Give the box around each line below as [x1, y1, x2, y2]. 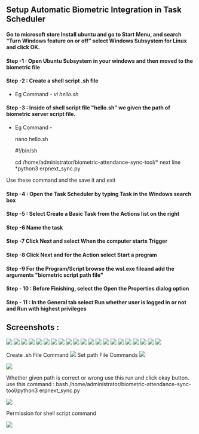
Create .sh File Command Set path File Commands [6, 351, 138, 358]
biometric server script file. [6, 111, 76, 118]
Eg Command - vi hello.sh [14, 90, 79, 97]
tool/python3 [6, 387, 38, 394]
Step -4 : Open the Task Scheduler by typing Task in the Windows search [6, 190, 192, 197]
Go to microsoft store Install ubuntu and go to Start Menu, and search [6, 30, 182, 38]
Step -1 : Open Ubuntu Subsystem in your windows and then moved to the [6, 57, 193, 65]
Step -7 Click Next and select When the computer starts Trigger [6, 237, 168, 244]
